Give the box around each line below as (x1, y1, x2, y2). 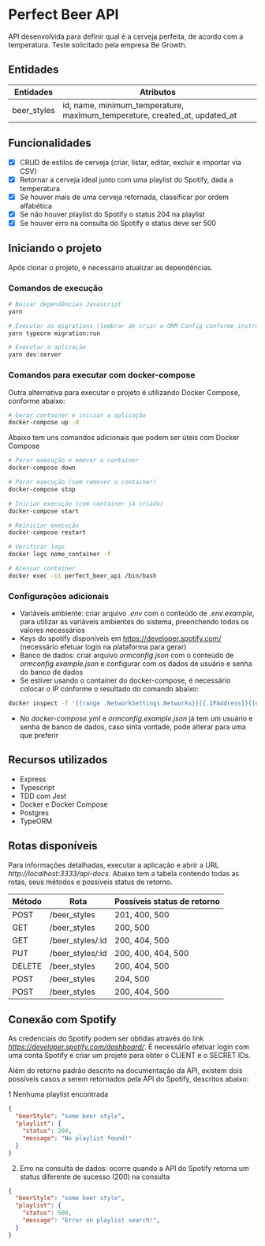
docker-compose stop (8, 485, 77, 493)
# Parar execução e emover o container (8, 457, 140, 465)
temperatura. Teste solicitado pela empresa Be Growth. (8, 40, 188, 49)
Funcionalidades (8, 137, 92, 150)
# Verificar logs (8, 543, 65, 551)
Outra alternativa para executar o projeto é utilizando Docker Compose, (8, 387, 241, 397)
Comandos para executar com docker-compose (8, 370, 196, 381)
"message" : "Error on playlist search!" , (22, 1217, 160, 1225)
